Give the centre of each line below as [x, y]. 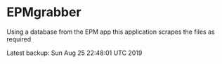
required [19, 39]
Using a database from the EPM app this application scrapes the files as [111, 32]
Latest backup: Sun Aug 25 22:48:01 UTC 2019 [74, 53]
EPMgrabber [44, 12]
